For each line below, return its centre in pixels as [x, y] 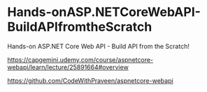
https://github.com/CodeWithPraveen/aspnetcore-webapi [90, 80]
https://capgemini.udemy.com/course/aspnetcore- [80, 59]
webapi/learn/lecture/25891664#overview [68, 67]
